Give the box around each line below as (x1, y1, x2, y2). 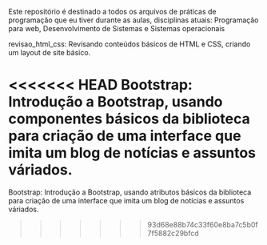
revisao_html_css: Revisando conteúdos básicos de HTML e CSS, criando (8, 39, 251, 49)
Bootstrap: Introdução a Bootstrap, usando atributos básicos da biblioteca (8, 187, 252, 197)
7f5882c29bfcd (147, 228, 199, 238)
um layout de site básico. (8, 48, 91, 57)
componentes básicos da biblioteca (8, 110, 250, 128)
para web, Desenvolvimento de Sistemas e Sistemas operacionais (8, 24, 225, 33)
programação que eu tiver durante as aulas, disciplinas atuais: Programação (8, 15, 259, 25)
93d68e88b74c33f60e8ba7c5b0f (147, 219, 258, 229)
